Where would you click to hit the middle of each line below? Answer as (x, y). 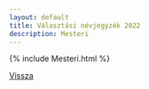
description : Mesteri (49, 33)
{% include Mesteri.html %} (60, 59)
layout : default (39, 17)
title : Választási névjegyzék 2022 (75, 26)
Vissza (21, 76)
